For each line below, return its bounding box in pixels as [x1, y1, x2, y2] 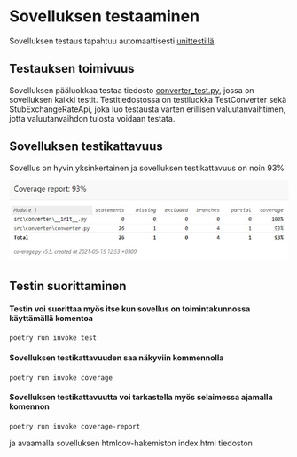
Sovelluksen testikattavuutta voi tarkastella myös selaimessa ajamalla [9, 392, 273, 403]
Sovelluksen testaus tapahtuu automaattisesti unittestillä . [9, 35, 217, 46]
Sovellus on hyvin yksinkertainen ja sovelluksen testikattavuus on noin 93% [9, 162, 285, 173]
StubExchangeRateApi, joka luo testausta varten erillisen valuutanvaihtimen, [9, 104, 286, 114]
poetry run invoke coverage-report [9, 422, 141, 431]
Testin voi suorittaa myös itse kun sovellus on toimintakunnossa [9, 303, 251, 314]
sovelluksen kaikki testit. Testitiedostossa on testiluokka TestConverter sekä [9, 94, 287, 105]
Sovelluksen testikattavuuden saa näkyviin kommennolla [9, 352, 224, 363]
